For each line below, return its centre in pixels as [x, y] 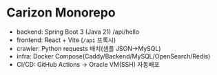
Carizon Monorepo [61, 13]
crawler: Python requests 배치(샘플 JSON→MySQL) [89, 48]
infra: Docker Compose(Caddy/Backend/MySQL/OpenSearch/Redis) [113, 56]
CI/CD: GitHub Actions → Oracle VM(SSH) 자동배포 [88, 64]
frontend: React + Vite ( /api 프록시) [66, 40]
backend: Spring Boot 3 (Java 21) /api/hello [78, 32]
